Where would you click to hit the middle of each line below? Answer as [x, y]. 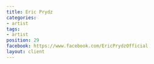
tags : [13, 29]
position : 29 [23, 40]
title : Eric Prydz [30, 12]
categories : [21, 18]
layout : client [26, 52]
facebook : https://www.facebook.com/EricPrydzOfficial [77, 46]
